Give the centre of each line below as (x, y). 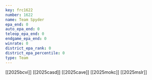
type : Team (17, 58)
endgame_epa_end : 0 (26, 39)
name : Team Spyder (25, 19)
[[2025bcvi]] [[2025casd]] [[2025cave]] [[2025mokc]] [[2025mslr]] (76, 72)
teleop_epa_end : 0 (25, 34)
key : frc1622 (19, 10)
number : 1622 (19, 15)
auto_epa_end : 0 (22, 29)
